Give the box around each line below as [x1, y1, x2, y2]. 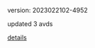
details [7, 33, 27, 42]
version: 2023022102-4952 [7, 6, 88, 14]
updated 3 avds [7, 20, 53, 28]
